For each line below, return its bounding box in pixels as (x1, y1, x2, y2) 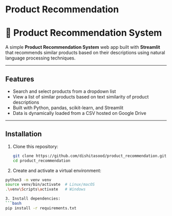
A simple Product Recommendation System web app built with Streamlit (5, 44, 160, 50)
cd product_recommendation (12, 158, 71, 163)
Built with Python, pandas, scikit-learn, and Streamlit (12, 104, 124, 111)
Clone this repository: (12, 143, 58, 149)
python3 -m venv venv (5, 177, 52, 183)
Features (5, 74, 34, 83)
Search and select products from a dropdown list (12, 88, 116, 94)
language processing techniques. (5, 55, 76, 61)
